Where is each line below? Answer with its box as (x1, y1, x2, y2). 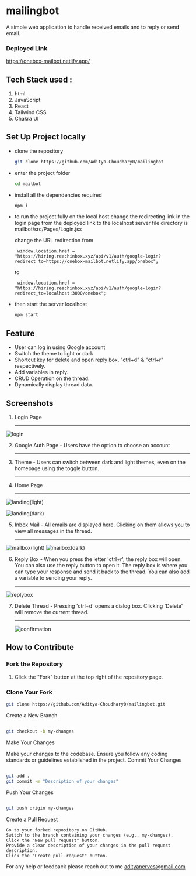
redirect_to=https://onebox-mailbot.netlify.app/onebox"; (14, 259, 159, 265)
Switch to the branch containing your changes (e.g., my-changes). (6, 833, 174, 839)
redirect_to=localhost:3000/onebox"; (14, 290, 107, 296)
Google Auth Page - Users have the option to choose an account (14, 442, 170, 449)
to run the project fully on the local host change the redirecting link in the (14, 213, 190, 220)
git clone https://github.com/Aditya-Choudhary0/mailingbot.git (6, 701, 166, 707)
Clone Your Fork (6, 688, 52, 696)
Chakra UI (14, 115, 39, 122)
